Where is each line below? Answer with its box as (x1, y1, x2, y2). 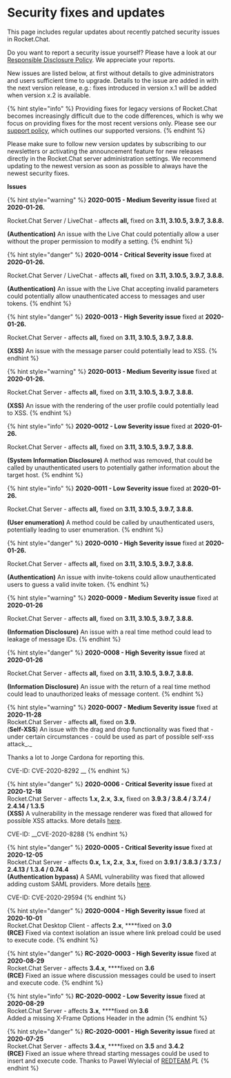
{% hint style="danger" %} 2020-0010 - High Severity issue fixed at (7, 539, 204, 547)
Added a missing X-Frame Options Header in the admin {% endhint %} (7, 1014, 208, 1022)
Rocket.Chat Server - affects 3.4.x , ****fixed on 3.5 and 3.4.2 (7, 1041, 184, 1050)
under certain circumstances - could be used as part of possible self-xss (7, 732, 214, 741)
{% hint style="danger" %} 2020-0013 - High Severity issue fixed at (7, 312, 204, 321)
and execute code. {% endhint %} (7, 978, 103, 987)
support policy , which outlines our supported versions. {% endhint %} (7, 126, 205, 134)
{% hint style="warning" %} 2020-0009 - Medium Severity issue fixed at (7, 593, 219, 601)
